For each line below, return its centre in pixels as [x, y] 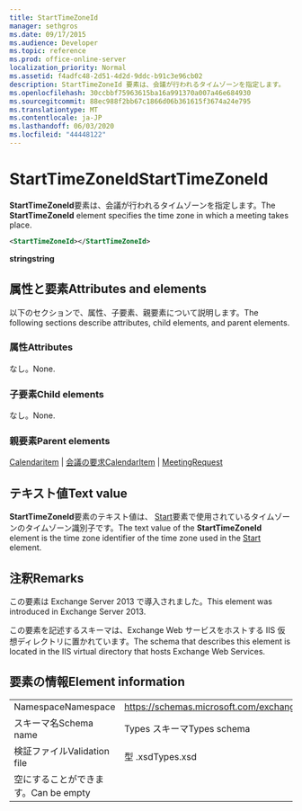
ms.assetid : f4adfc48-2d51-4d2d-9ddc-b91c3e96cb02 [106, 76]
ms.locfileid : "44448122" [58, 135]
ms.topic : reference [48, 51]
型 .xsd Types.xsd [161, 756]
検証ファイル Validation [62, 751]
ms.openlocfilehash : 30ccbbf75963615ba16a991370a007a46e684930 [130, 93]
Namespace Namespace [65, 707]
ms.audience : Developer [54, 43]
